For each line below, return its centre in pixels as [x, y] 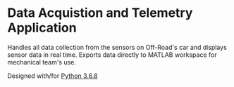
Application [42, 28]
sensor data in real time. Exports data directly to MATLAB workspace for [112, 55]
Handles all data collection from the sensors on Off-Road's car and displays [117, 47]
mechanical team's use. [42, 62]
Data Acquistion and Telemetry [100, 13]
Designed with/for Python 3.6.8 [53, 76]
